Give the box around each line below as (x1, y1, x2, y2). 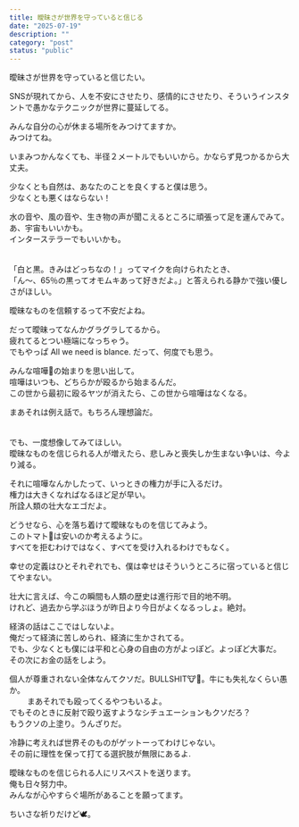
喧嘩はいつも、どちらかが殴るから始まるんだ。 (9, 377, 181, 388)
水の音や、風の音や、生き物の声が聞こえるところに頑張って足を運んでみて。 (9, 212, 289, 222)
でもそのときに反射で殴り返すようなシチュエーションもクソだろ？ (9, 707, 252, 718)
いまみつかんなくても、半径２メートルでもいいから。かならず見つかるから (9, 151, 282, 162)
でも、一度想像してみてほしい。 (9, 437, 127, 447)
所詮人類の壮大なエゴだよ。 (9, 501, 112, 512)
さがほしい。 (9, 287, 56, 297)
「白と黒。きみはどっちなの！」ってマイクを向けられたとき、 (9, 264, 236, 275)
